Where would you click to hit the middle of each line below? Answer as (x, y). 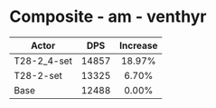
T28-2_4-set (43, 61)
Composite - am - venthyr (108, 17)
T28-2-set (38, 75)
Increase (138, 45)
